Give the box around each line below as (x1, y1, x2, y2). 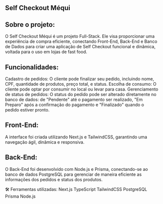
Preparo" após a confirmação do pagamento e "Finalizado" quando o (5, 102, 144, 108)
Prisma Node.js (5, 193, 36, 199)
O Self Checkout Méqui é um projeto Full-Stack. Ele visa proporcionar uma (5, 34, 155, 39)
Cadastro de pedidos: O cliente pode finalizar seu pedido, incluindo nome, (5, 76, 155, 82)
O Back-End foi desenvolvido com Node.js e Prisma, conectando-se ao (5, 166, 148, 172)
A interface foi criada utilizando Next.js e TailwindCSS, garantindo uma (5, 134, 147, 140)
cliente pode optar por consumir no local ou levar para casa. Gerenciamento (5, 86, 159, 92)
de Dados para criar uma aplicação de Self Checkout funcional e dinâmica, (5, 44, 156, 50)
